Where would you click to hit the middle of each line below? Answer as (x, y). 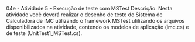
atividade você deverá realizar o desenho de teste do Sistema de (84, 15)
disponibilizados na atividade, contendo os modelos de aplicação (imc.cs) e (97, 27)
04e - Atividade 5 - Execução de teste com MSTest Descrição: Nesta (89, 8)
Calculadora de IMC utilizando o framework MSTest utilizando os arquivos (95, 21)
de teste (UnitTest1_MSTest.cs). (44, 33)
